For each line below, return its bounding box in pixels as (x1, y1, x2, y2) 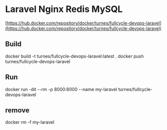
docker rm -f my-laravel (5, 119, 55, 125)
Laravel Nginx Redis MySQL (5, 3, 123, 15)
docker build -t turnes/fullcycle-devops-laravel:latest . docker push (5, 53, 144, 59)
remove (5, 106, 30, 114)
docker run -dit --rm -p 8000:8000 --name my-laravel (5, 86, 117, 92)
